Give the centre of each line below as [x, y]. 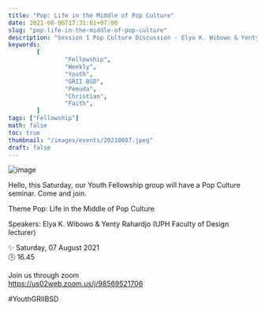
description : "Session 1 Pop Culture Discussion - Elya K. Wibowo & [123, 37]
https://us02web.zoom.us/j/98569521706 [76, 284]
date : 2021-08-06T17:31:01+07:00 [63, 23]
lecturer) [22, 233]
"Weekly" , [80, 67]
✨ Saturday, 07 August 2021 [54, 248]
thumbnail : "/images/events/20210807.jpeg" [81, 140]
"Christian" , [86, 96]
